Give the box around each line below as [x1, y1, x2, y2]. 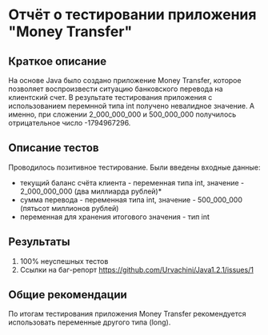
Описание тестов [8, 142, 99, 155]
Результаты [8, 235, 70, 249]
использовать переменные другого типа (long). [8, 317, 171, 327]
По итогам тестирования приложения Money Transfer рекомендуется [8, 309, 246, 319]
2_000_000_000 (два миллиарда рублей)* [19, 186, 162, 196]
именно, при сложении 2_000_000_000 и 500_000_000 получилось [8, 110, 237, 119]
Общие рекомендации [8, 288, 128, 301]
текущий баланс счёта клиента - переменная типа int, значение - [19, 177, 245, 187]
